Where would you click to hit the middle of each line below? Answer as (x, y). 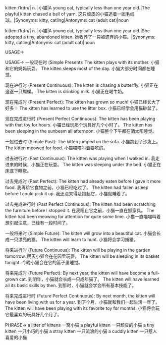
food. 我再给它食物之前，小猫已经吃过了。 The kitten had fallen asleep (77, 187)
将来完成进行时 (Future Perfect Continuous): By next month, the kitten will (80, 296)
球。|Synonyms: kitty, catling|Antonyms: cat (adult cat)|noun (67, 20)
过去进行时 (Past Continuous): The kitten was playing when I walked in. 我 (80, 158)
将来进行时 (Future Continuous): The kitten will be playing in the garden (78, 250)
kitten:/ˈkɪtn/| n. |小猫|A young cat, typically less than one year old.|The (78, 8)
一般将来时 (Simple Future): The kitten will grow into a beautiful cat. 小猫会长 (83, 233)
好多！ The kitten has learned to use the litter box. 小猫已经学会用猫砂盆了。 (83, 108)
